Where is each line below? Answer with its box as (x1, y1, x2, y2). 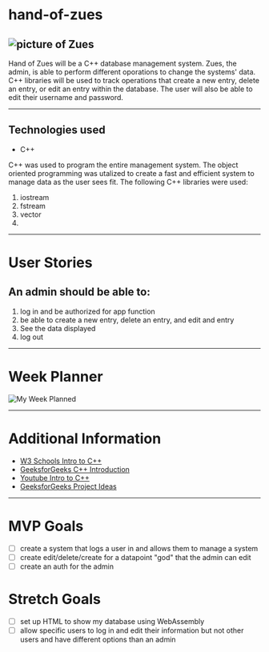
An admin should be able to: (8, 286, 151, 299)
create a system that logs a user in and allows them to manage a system (19, 543, 259, 553)
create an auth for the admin (19, 562, 114, 571)
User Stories (8, 254, 93, 271)
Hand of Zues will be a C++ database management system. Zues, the (8, 58, 238, 68)
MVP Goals (8, 517, 84, 535)
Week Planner (8, 368, 103, 386)
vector (19, 210, 42, 219)
